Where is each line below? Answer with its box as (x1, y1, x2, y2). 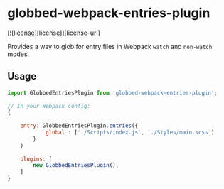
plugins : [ (20, 155, 53, 163)
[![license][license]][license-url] (7, 28, 101, 37)
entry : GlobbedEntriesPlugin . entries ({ (20, 122, 139, 129)
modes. (7, 50, 30, 58)
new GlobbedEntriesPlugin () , (33, 162, 119, 169)
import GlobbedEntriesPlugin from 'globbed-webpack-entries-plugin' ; (7, 89, 218, 97)
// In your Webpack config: (7, 102, 91, 109)
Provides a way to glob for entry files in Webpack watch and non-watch (7, 42, 213, 50)
